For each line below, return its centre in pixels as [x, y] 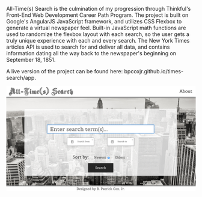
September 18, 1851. [31, 60]
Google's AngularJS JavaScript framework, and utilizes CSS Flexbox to [94, 21]
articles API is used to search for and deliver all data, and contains [88, 47]
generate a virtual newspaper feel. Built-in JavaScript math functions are [96, 28]
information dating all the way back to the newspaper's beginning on [91, 53]
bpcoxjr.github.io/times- [154, 71]
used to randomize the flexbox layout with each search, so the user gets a [98, 34]
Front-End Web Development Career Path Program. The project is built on [97, 15]
